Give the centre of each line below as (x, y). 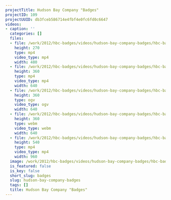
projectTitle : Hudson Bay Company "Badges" (52, 10)
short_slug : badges (31, 176)
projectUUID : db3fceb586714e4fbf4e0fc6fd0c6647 (57, 19)
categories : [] (26, 34)
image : (17, 161)
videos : (13, 24)
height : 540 (27, 142)
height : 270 (27, 48)
